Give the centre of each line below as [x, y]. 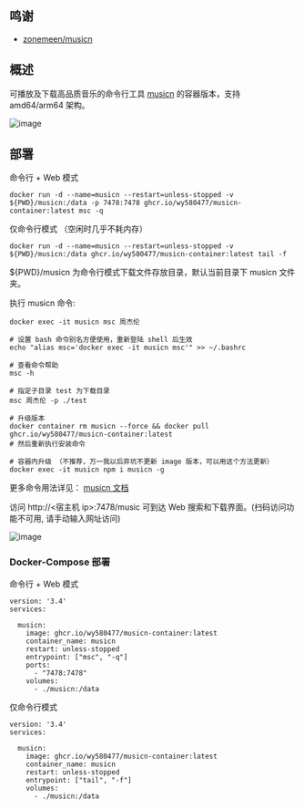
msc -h [22, 373]
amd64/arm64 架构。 [50, 105]
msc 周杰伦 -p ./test [48, 401]
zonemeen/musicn [57, 38]
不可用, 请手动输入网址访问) [69, 519]
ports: [38, 665]
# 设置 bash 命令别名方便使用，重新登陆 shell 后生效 [101, 340]
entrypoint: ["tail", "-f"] [79, 780]
